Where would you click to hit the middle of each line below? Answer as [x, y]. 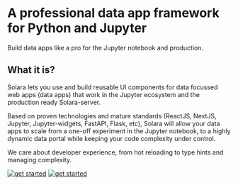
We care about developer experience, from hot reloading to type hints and [115, 152]
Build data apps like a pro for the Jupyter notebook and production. [106, 47]
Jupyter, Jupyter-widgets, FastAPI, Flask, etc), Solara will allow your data [114, 123]
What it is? [31, 70]
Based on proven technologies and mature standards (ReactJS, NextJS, [112, 116]
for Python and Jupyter [77, 28]
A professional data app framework [113, 13]
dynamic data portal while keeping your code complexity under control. [112, 138]
